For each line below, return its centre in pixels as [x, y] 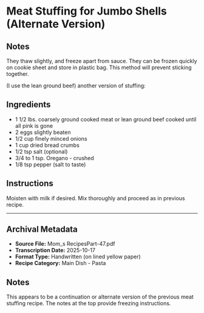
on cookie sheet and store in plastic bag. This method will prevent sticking [99, 67]
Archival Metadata [42, 230]
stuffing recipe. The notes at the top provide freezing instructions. [89, 303]
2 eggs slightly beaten [43, 132]
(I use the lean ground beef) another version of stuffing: [76, 86]
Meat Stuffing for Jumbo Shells [87, 11]
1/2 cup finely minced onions [51, 138]
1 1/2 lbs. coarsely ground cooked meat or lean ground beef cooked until [106, 119]
